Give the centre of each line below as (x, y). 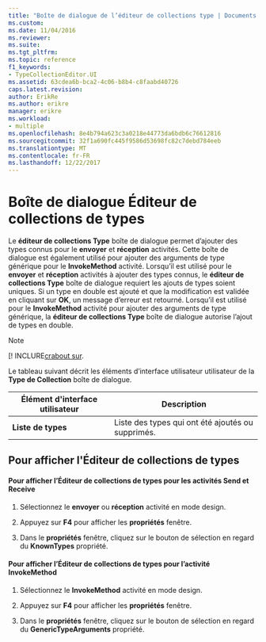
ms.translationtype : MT (47, 148)
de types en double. (41, 325)
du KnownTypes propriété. (64, 546)
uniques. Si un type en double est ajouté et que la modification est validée (129, 292)
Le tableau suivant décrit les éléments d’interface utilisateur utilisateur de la (131, 371)
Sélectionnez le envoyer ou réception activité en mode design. (123, 506)
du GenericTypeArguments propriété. (82, 629)
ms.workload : (30, 119)
